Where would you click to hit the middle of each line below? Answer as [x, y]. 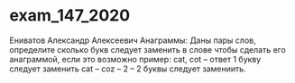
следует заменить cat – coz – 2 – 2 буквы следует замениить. [128, 69]
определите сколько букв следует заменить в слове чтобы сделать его [147, 49]
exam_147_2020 [70, 16]
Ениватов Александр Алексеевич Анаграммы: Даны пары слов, [133, 40]
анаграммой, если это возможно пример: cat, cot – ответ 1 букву [135, 59]
